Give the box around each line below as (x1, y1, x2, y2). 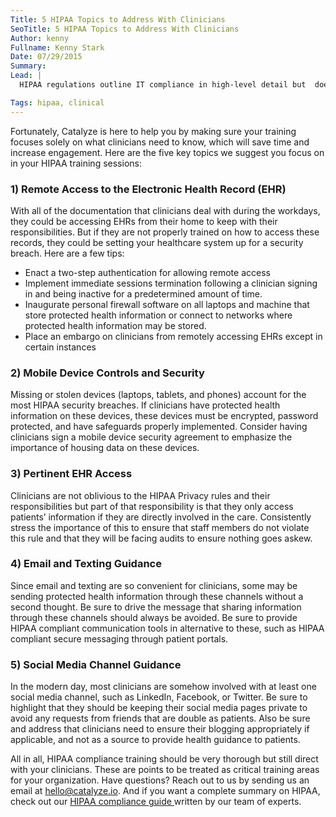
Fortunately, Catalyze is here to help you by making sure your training (10, 125, 297, 137)
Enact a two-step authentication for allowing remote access (24, 266, 271, 278)
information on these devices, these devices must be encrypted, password (10, 410, 319, 422)
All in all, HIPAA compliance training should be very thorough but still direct (10, 753, 319, 765)
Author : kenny (10, 33, 70, 43)
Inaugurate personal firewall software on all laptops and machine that (24, 298, 310, 310)
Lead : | (10, 71, 43, 81)
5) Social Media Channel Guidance (10, 657, 182, 671)
